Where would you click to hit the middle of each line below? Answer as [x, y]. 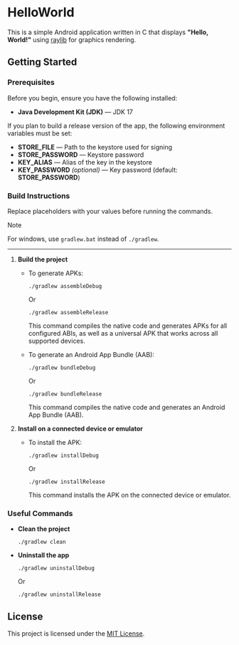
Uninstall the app [43, 555]
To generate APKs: [56, 273]
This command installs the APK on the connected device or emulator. [129, 495]
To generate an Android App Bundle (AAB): [91, 354]
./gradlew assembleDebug [65, 286]
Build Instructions [39, 195]
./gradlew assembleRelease [68, 312]
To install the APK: [55, 442]
